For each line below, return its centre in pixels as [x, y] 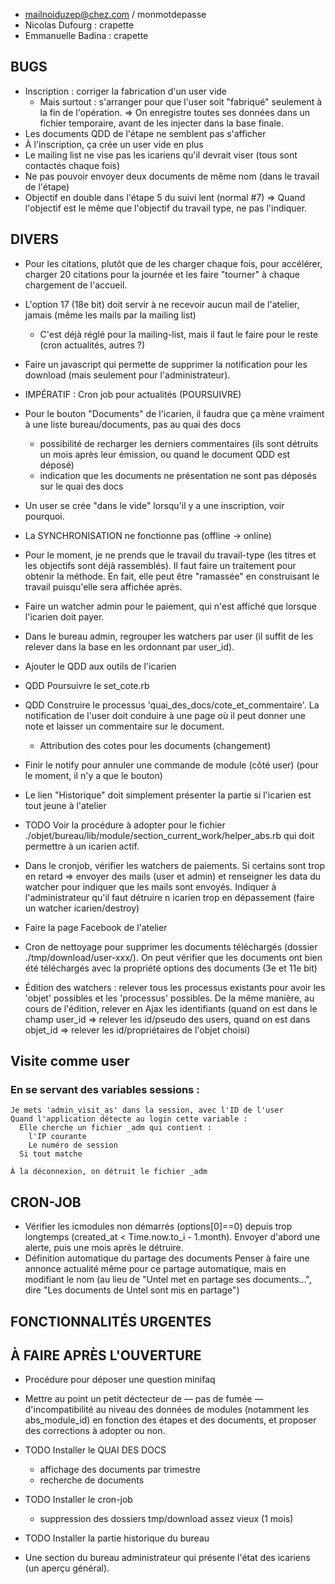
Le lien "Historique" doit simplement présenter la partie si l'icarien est [168, 795]
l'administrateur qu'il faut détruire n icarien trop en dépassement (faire [169, 897]
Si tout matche [51, 1154]
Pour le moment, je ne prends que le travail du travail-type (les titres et [170, 555]
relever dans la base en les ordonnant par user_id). [129, 646]
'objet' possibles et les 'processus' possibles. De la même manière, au [169, 998]
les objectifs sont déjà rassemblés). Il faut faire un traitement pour [160, 565]
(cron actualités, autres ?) [92, 345]
